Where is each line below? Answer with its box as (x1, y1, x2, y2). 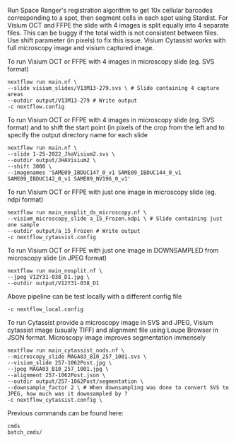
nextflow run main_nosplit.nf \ (7, 267, 102, 275)
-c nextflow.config (7, 103, 65, 110)
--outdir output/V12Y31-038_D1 (7, 280, 100, 287)
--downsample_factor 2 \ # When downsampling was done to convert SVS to (7, 384, 230, 391)
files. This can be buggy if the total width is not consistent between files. (7, 28, 219, 37)
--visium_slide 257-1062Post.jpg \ (7, 359, 112, 367)
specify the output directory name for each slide (7, 131, 148, 139)
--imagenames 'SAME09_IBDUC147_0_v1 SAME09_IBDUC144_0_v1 (7, 169, 182, 176)
